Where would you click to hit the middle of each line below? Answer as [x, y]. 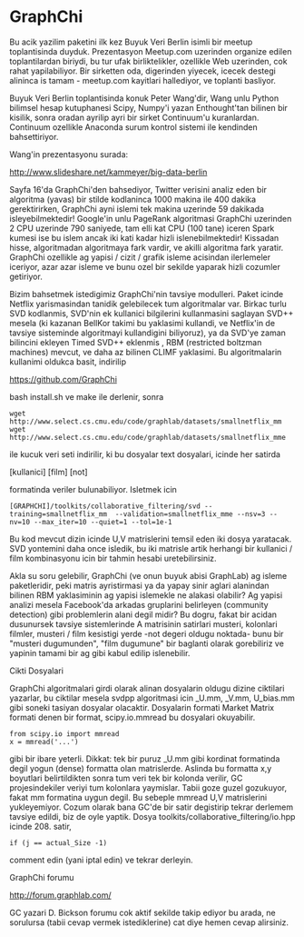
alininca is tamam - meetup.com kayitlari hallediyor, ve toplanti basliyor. [143, 80]
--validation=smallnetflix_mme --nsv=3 [190, 514]
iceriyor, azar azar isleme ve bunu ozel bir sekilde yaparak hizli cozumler [145, 266]
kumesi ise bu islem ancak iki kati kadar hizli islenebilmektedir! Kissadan [144, 237]
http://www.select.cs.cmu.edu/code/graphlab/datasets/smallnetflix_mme [147, 437]
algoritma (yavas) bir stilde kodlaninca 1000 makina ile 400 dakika [133, 199]
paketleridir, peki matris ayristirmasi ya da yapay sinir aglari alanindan [139, 585]
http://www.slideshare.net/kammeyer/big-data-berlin [108, 172]
